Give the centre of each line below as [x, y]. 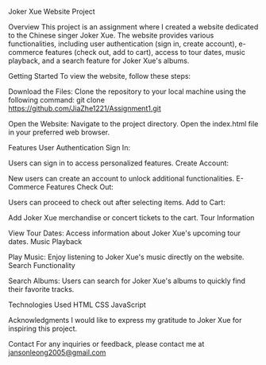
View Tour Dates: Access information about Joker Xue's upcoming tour [124, 233]
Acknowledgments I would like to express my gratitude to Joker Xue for [125, 320]
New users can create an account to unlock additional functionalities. [121, 179]
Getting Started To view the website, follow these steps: [100, 76]
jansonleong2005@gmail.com [57, 352]
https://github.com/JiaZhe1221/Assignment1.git [85, 108]
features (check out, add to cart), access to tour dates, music [145, 52]
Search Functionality [42, 265]
